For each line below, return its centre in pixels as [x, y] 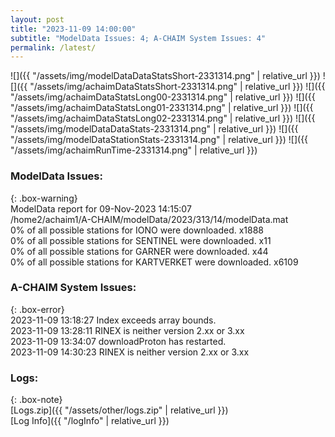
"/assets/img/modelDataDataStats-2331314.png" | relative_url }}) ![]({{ [154, 129]
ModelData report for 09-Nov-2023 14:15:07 [101, 208]
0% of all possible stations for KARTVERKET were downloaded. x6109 [154, 262]
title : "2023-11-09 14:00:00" [73, 29]
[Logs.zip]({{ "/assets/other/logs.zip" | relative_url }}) [119, 410]
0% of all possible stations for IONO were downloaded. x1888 [137, 230]
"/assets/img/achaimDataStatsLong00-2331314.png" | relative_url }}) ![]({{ [163, 97]
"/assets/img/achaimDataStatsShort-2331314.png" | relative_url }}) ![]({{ [177, 87]
